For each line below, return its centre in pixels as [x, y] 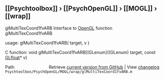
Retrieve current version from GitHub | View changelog [104, 67]
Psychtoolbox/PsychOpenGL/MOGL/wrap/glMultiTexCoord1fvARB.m [69, 72]
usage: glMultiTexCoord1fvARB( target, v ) [47, 43]
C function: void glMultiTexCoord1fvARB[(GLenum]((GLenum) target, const [80, 52]
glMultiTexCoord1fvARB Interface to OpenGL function [59, 28]
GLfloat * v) [16, 57]
